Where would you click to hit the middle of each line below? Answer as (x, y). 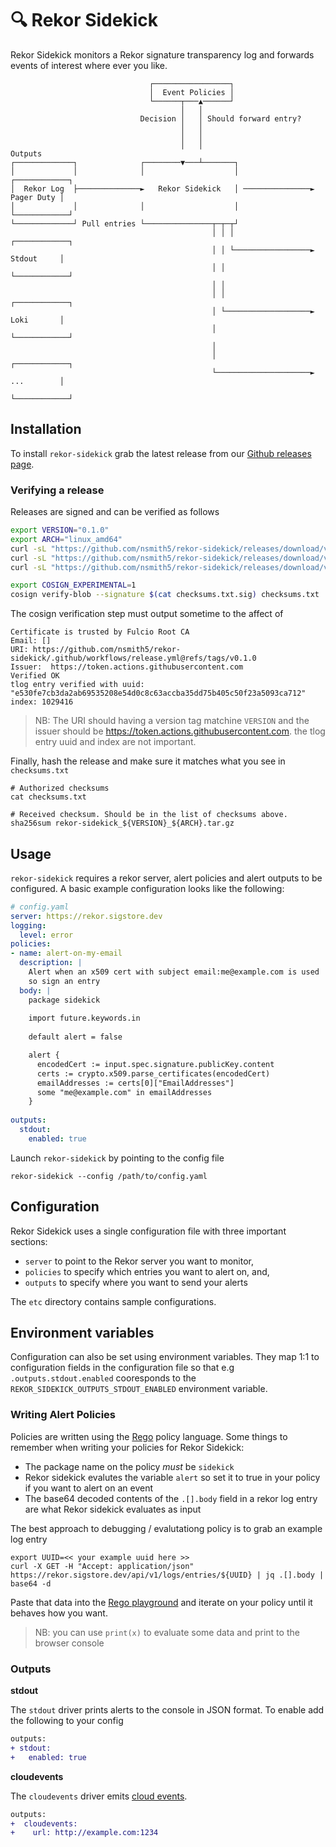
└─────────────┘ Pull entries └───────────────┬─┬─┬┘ (125, 223)
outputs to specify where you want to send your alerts (136, 1282)
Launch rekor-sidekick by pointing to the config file (117, 1158)
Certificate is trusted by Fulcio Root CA (100, 632)
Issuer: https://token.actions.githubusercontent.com (127, 667)
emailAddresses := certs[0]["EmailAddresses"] (135, 1083)
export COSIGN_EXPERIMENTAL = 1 (73, 585)
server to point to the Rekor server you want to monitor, (139, 1261)
